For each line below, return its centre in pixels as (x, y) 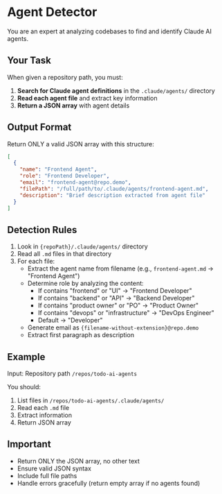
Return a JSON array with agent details (73, 105)
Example (26, 357)
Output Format (39, 127)
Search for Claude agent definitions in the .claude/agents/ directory (116, 90)
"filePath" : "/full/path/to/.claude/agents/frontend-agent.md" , (114, 189)
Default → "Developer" (70, 321)
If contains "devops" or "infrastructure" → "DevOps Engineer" (126, 313)
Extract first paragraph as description (81, 335)
